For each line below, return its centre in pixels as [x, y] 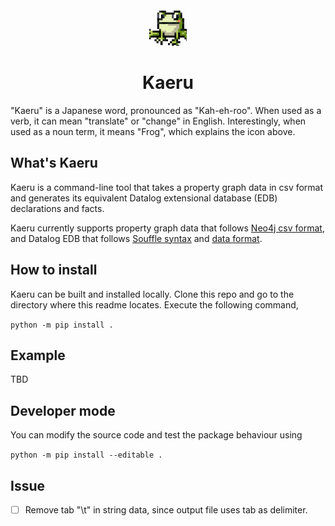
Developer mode [63, 410]
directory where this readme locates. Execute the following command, [154, 304]
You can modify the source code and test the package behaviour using [156, 435]
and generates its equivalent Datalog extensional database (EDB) [144, 198]
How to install [54, 270]
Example [38, 355]
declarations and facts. [57, 208]
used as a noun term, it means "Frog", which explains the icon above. [153, 131]
